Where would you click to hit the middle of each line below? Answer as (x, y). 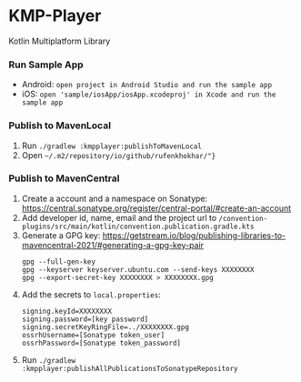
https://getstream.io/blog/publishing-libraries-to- (194, 235)
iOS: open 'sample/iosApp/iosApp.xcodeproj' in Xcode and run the (149, 94)
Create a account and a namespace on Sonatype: (115, 198)
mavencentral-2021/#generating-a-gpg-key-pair (113, 245)
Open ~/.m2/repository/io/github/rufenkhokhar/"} (119, 155)
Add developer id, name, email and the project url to (119, 217)
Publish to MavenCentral (64, 178)
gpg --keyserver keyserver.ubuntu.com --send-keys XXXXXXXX (138, 269)
